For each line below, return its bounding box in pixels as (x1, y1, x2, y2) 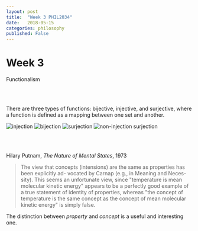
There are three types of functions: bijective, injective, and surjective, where (6, 105, 192, 113)
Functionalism (6, 76, 40, 83)
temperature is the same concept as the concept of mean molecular (20, 195, 186, 202)
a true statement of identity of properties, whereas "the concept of (20, 189, 183, 196)
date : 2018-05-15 (6, 20, 54, 25)
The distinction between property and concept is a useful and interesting (6, 213, 184, 220)
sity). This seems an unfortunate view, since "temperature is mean (20, 176, 182, 184)
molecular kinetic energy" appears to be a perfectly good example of (20, 182, 189, 190)
